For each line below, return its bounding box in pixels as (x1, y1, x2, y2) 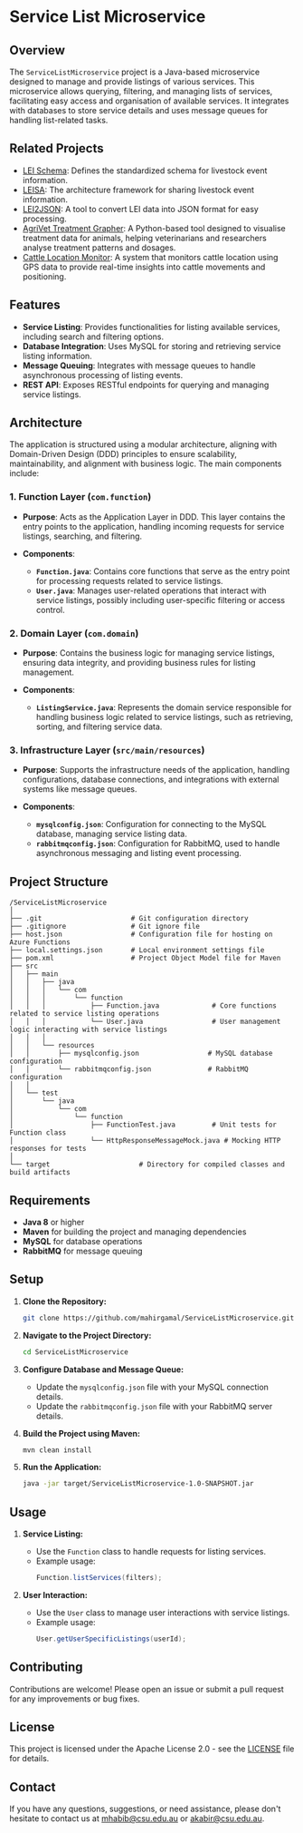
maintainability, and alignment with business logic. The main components (9, 458, 282, 469)
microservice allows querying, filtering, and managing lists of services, (9, 86, 273, 96)
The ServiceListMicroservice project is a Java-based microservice (9, 66, 260, 77)
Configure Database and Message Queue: (22, 1363, 185, 1375)
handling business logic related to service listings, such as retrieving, (35, 712, 294, 723)
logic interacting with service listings (9, 1025, 168, 1035)
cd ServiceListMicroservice (22, 1347, 128, 1357)
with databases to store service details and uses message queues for (9, 105, 269, 115)
